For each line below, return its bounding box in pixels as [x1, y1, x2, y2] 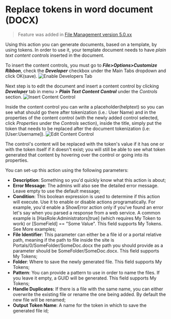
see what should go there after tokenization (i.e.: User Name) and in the [5, 109, 156, 115]
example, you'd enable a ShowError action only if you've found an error [12, 204, 164, 210]
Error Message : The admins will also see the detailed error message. [12, 182, 159, 188]
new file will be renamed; [12, 296, 66, 303]
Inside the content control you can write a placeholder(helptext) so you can [5, 103, 164, 110]
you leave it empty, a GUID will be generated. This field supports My [12, 275, 157, 281]
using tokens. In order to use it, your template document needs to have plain [5, 47, 166, 53]
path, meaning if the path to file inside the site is [12, 237, 114, 243]
